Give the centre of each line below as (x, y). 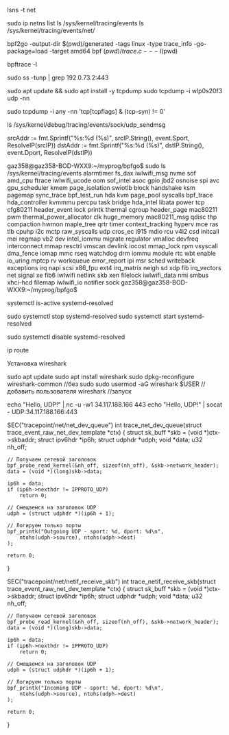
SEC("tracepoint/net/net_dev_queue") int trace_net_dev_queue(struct (105, 425)
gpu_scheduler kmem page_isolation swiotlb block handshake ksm (101, 188)
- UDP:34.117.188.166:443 (42, 412)
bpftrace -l (22, 64)
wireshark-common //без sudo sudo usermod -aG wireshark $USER (104, 384)
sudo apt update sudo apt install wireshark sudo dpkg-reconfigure (101, 377)
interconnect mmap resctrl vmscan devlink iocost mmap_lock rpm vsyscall (112, 246)
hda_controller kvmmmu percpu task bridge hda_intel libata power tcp (106, 202)
